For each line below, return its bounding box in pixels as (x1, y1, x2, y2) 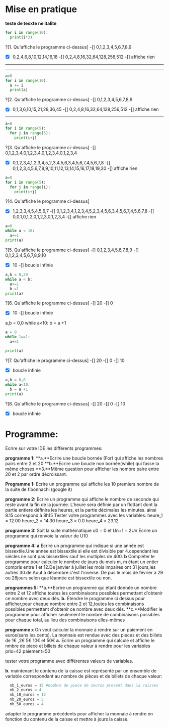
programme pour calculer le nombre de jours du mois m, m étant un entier (5, 559, 159, 565)
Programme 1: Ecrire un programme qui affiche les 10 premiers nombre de (5, 481, 159, 487)
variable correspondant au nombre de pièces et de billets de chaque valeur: (5, 673, 162, 679)
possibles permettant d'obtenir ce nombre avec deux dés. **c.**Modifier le (5, 606, 162, 612)
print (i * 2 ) (10, 34, 33, 40)
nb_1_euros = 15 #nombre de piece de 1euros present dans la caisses (10, 683, 158, 688)
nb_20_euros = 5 (10, 697, 44, 702)
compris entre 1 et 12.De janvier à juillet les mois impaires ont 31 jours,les (5, 564, 156, 570)
